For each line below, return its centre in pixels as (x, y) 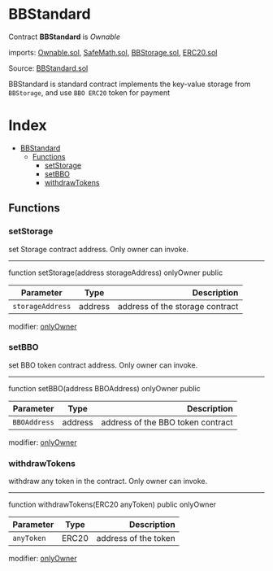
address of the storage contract (178, 306)
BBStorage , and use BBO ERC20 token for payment (89, 92)
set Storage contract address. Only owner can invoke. (99, 249)
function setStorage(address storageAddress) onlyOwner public (116, 272)
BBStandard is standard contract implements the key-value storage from (130, 84)
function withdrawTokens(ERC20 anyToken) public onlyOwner (113, 504)
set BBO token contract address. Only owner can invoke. (103, 365)
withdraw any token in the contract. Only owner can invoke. (108, 482)
